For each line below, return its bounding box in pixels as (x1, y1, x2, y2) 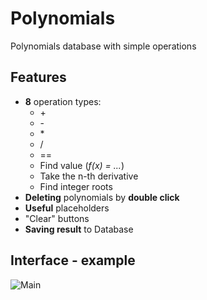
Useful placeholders (24, 202, 110, 214)
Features (10, 69, 67, 86)
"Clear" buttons (24, 212, 90, 224)
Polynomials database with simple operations (10, 40, 197, 52)
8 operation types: (24, 95, 102, 107)
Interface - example (10, 252, 136, 269)
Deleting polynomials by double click (24, 191, 180, 203)
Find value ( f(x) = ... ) (39, 159, 125, 171)
